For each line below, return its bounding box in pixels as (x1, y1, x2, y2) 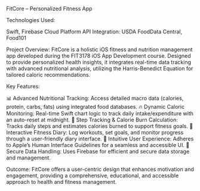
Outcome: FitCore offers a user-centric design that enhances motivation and (6, 166, 194, 173)
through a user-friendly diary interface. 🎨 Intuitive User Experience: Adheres (6, 135, 194, 142)
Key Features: (6, 83, 40, 90)
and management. (6, 154, 51, 161)
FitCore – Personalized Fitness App (6, 5, 93, 12)
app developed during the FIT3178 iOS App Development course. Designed (6, 52, 191, 59)
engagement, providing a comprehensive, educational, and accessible (6, 172, 179, 179)
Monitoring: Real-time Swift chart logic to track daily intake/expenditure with (6, 110, 194, 117)
